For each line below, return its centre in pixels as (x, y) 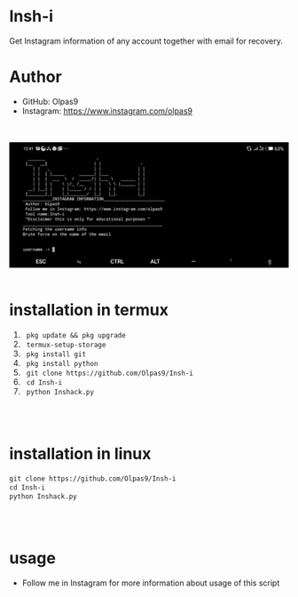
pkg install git (56, 354)
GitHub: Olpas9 (50, 101)
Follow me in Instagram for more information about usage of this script (151, 583)
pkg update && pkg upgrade (76, 336)
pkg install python (62, 364)
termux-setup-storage (66, 345)
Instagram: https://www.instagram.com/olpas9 (107, 111)
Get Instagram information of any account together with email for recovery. (146, 41)
